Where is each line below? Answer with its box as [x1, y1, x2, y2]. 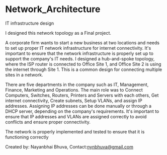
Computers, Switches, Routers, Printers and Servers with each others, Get [5, 92, 159, 98]
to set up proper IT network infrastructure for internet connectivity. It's [5, 45, 151, 51]
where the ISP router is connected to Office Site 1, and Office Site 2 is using [5, 61, 162, 67]
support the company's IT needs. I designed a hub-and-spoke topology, [5, 55, 155, 61]
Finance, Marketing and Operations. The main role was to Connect [5, 87, 143, 93]
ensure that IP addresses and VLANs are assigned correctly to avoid [5, 113, 147, 119]
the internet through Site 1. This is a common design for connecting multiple [5, 66, 162, 72]
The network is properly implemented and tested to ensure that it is [5, 128, 145, 134]
